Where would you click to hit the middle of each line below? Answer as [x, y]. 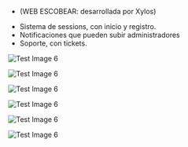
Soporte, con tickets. [53, 43]
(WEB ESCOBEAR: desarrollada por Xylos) [88, 11]
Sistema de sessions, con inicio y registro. [88, 26]
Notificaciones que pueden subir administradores [100, 35]
